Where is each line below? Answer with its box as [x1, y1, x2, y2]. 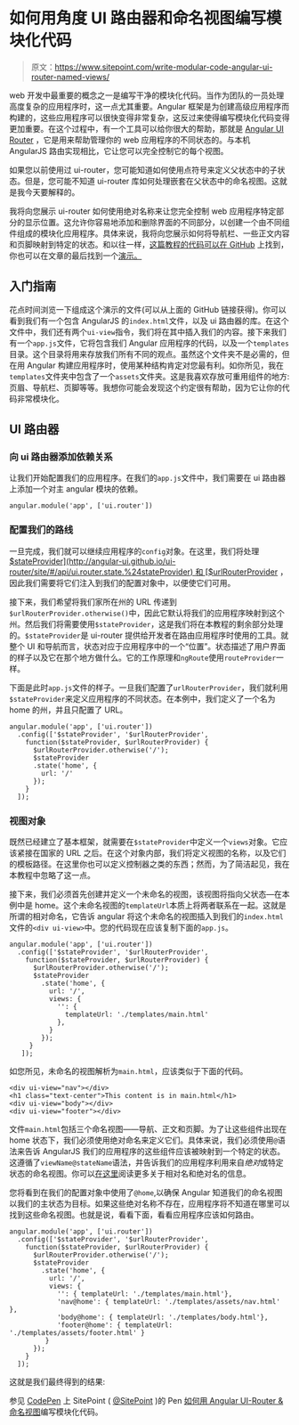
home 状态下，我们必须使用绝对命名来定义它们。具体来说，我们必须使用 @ [9, 1135, 279, 1145]
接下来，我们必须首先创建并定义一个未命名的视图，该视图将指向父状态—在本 [9, 889, 290, 900]
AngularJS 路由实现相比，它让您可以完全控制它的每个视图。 [9, 145, 229, 156]
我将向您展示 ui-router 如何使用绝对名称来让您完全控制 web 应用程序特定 [9, 206, 277, 216]
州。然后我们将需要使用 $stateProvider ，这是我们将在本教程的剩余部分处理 [9, 618, 284, 629]
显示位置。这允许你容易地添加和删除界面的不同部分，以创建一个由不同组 [24, 216, 290, 227]
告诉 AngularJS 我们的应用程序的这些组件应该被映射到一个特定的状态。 [24, 1146, 286, 1157]
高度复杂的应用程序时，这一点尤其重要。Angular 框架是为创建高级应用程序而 [9, 101, 290, 111]
